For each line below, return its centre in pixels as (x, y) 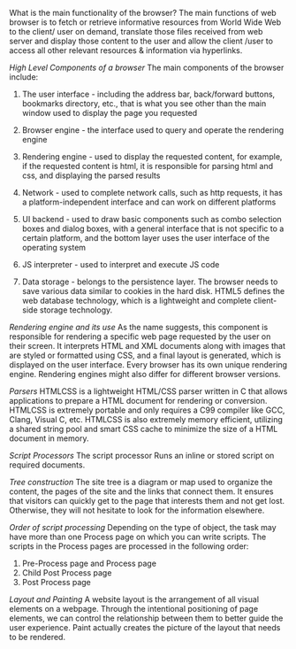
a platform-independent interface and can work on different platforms (149, 202)
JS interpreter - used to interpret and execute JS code (121, 264)
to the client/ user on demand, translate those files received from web (136, 31)
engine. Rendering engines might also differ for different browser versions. (145, 374)
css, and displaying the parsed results (91, 175)
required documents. (47, 465)
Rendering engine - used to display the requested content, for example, (152, 157)
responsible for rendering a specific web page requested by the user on (140, 336)
